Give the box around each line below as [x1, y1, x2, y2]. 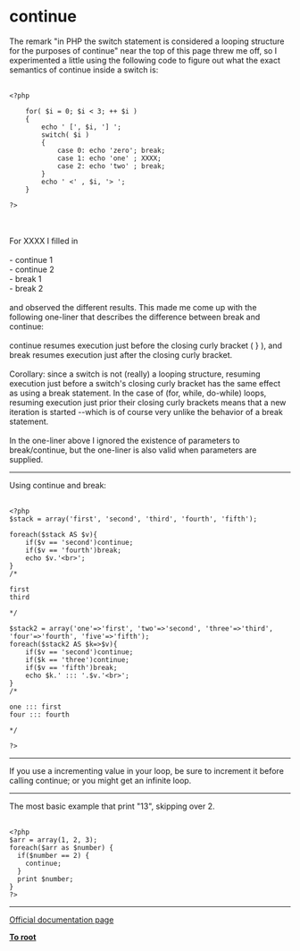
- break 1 [9, 273, 42, 284]
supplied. [9, 454, 44, 464]
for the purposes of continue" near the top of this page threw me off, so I [9, 45, 278, 55]
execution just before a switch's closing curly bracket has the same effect [9, 378, 281, 388]
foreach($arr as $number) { [9, 843, 114, 852]
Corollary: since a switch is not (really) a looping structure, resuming [9, 369, 261, 379]
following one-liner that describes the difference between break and [9, 311, 261, 322]
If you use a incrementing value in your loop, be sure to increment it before [9, 765, 284, 776]
